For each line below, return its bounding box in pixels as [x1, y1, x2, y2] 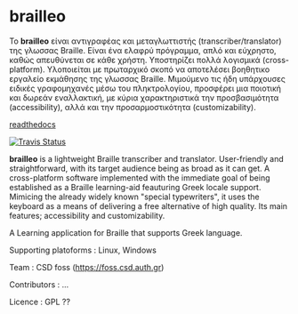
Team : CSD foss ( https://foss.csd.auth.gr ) [9, 262, 165, 272]
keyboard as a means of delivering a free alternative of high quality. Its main [9, 200, 287, 211]
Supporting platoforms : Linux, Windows [9, 245, 157, 255]
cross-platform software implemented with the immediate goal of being [9, 172, 270, 183]
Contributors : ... [9, 278, 69, 290]
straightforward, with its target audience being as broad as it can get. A [9, 163, 270, 173]
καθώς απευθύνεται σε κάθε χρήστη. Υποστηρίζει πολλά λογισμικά [9, 54, 261, 65]
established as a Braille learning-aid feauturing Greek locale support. [9, 181, 262, 192]
